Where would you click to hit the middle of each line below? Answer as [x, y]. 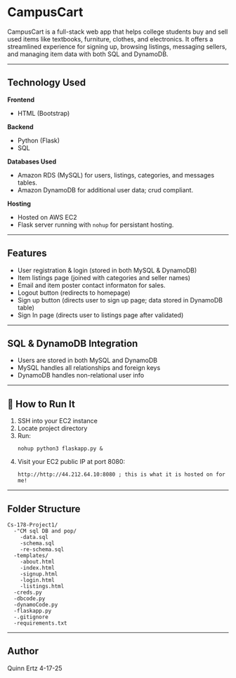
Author [23, 651]
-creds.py [28, 592]
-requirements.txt [41, 623]
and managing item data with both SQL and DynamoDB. [88, 54]
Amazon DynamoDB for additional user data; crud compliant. [105, 190]
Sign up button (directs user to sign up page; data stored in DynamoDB [120, 300]
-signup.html [39, 574]
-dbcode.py [29, 599]
